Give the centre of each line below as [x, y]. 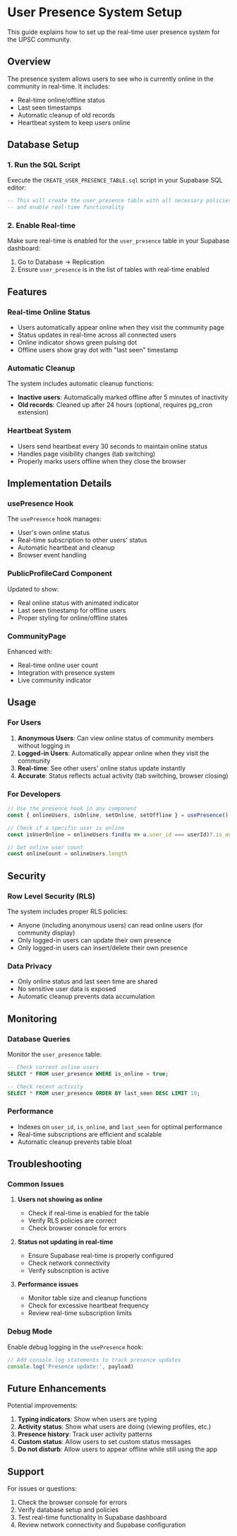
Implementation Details [60, 484]
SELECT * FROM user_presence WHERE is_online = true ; [88, 1074]
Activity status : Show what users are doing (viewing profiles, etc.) [114, 1427]
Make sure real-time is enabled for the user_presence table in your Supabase [119, 241]
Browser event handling [52, 555]
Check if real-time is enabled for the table [89, 1213]
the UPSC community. [39, 39]
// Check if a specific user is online [66, 828]
